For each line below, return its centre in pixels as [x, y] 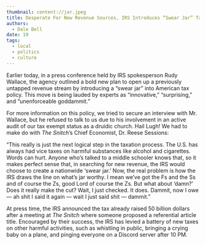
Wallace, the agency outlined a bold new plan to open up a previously [94, 82]
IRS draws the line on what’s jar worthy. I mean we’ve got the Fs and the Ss [101, 177]
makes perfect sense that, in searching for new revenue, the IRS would [96, 164]
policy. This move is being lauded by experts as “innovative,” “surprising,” [99, 94]
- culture [24, 58]
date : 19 [17, 35]
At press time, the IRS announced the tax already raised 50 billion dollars [98, 208]
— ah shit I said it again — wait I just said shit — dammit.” [78, 196]
